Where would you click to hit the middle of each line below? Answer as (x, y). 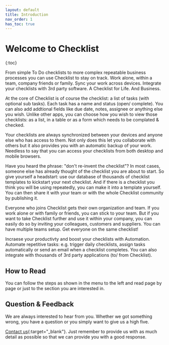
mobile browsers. (23, 156)
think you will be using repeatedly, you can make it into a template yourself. (83, 187)
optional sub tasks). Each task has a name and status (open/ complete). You (84, 104)
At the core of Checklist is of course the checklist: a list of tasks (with (77, 98)
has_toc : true (20, 24)
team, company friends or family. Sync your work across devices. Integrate (83, 83)
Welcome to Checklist (52, 49)
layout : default (22, 10)
